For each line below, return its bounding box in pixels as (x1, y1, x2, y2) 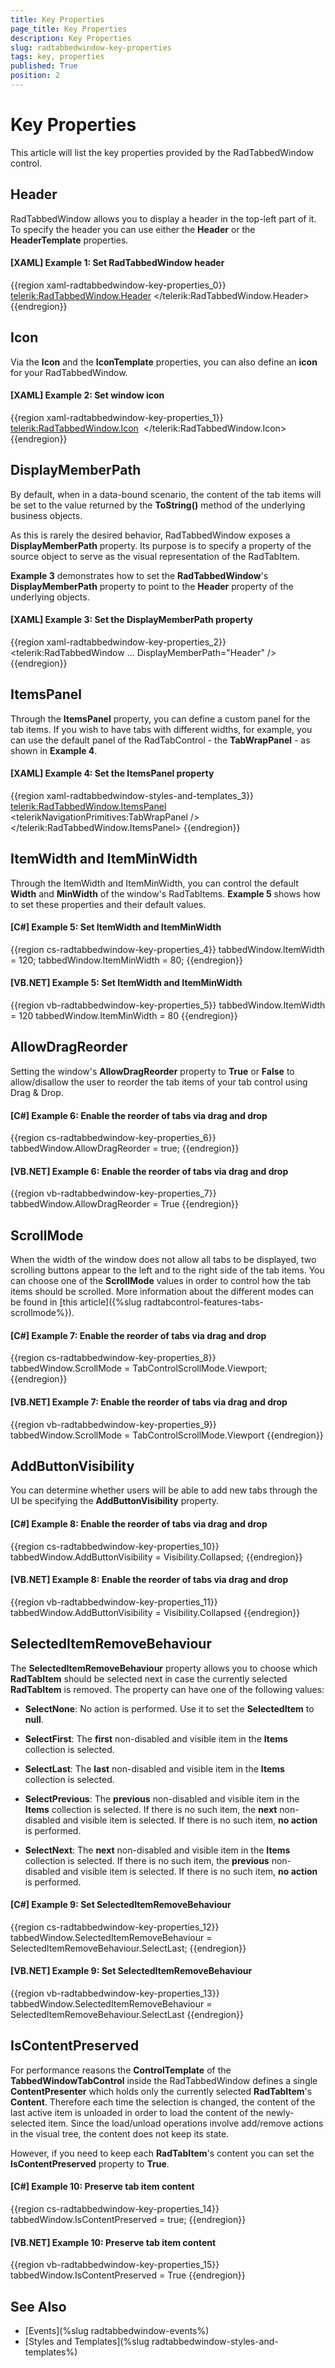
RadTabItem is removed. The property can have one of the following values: (10, 1683, 325, 1695)
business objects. (10, 509, 83, 521)
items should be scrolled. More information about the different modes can (10, 1286, 315, 1298)
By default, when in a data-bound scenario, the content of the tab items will (10, 488, 322, 500)
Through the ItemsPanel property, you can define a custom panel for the (10, 712, 311, 725)
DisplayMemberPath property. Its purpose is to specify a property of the (10, 539, 312, 551)
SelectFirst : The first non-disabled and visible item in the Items (24, 1732, 288, 1745)
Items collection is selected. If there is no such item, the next (24, 1803, 278, 1815)
